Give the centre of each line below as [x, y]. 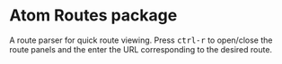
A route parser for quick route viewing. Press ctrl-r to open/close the [141, 40]
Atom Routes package [93, 16]
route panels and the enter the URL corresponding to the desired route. [141, 49]
